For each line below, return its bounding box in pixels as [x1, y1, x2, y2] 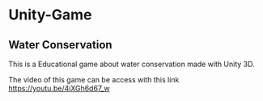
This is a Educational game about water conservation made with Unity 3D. [8, 59, 255, 69]
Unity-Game [8, 6, 92, 24]
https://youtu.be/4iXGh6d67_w [8, 83, 111, 93]
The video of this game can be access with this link [8, 75, 180, 84]
